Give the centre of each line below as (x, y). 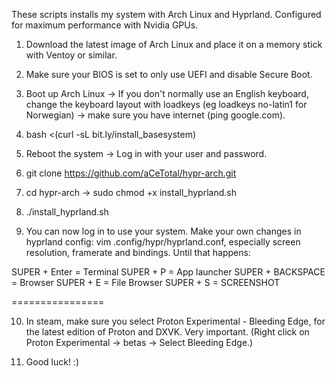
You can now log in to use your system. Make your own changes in (163, 231)
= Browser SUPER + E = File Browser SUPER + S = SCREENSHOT (146, 282)
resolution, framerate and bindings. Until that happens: (138, 252)
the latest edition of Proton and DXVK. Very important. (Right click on (167, 332)
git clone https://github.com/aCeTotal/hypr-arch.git (131, 173)
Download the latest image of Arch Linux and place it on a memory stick (174, 44)
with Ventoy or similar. (71, 55)
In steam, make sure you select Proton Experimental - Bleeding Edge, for (175, 321)
